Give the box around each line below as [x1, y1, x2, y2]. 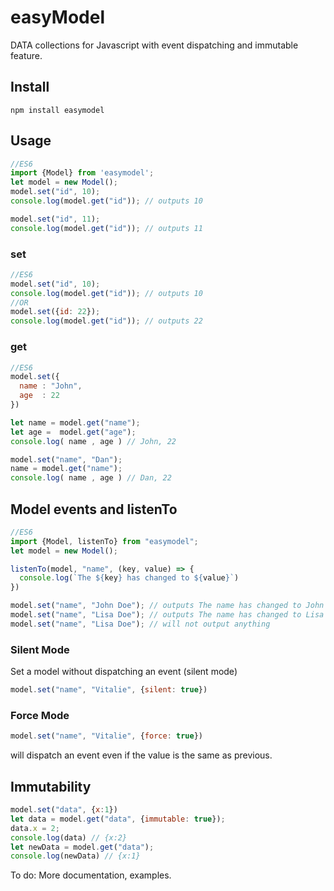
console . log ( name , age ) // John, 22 [10, 436, 177, 446]
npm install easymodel [10, 105, 105, 115]
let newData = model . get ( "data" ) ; [10, 842, 155, 852]
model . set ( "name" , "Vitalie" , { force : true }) [10, 731, 203, 741]
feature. [10, 49, 43, 61]
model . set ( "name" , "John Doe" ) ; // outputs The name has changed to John [10, 601, 325, 611]
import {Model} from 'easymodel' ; [10, 168, 155, 178]
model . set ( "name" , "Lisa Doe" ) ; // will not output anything [10, 619, 271, 629]
